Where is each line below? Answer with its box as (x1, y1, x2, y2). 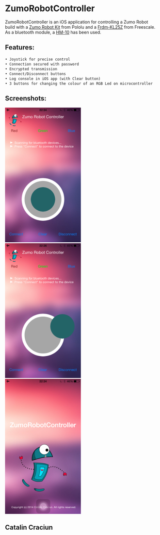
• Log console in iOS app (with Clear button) (5, 76, 101, 81)
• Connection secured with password (5, 62, 79, 67)
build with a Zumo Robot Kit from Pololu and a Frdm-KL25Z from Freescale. (5, 24, 156, 30)
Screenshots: (5, 94, 47, 102)
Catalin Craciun (5, 523, 53, 532)
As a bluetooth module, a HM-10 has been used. (5, 29, 102, 35)
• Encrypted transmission (5, 67, 57, 71)
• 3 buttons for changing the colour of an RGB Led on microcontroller (5, 81, 153, 86)
